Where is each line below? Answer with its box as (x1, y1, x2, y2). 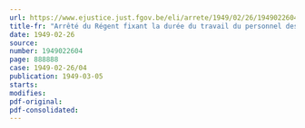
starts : (9, 80, 39, 89)
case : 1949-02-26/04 (9, 64, 88, 73)
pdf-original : (9, 96, 64, 106)
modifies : (9, 88, 47, 97)
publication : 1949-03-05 (9, 72, 103, 81)
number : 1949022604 (9, 47, 84, 56)
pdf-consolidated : (9, 105, 79, 114)
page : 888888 (9, 55, 59, 64)
